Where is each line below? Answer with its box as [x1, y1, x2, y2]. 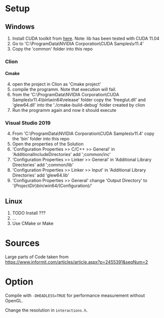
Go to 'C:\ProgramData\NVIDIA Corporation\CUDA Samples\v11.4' [12, 41, 144, 47]
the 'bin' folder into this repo [12, 136, 70, 142]
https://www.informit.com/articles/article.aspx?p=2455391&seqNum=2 [5, 259, 148, 265]
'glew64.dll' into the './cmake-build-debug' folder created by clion [12, 102, 145, 108]
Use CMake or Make [12, 220, 54, 226]
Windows [5, 23, 35, 31]
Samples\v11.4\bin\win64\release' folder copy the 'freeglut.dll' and [12, 97, 146, 103]
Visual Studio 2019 [5, 120, 51, 127]
